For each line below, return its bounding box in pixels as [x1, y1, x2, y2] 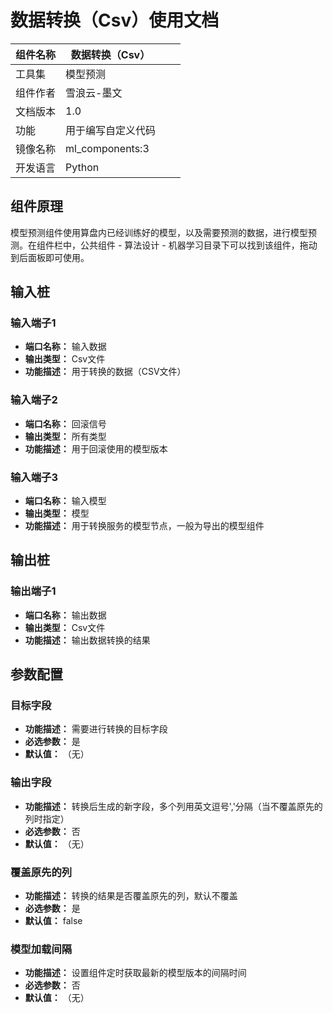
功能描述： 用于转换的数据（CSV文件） [24, 366, 187, 378]
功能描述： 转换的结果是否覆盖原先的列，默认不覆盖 [24, 890, 238, 901]
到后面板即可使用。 [10, 251, 90, 263]
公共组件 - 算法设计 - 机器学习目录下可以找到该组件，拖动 [79, 239, 318, 251]
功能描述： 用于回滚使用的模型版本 [24, 442, 168, 455]
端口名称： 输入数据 [24, 341, 107, 353]
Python [65, 160, 100, 174]
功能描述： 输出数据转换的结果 [24, 634, 151, 646]
